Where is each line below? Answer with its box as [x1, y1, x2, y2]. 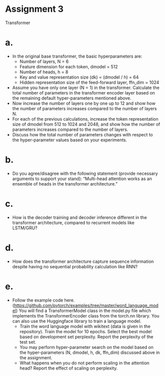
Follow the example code [12, 297, 63, 303]
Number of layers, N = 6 [19, 58, 69, 64]
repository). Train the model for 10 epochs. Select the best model [19, 328, 152, 334]
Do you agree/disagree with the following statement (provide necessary [12, 170, 158, 176]
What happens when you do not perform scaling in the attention [19, 360, 150, 366]
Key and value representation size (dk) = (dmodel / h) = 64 [19, 74, 139, 80]
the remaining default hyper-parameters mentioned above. [12, 95, 132, 101]
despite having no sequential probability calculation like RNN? [12, 263, 138, 269]
